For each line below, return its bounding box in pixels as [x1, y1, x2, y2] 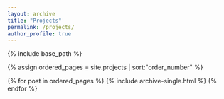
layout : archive [7, 10, 55, 18]
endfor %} [7, 84, 38, 93]
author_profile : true [7, 30, 72, 37]
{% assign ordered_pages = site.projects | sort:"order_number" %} [7, 63, 203, 71]
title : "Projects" [7, 17, 62, 24]
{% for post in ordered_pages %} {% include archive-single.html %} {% [7, 77, 218, 86]
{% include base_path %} [7, 49, 82, 58]
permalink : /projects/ [7, 23, 75, 30]
